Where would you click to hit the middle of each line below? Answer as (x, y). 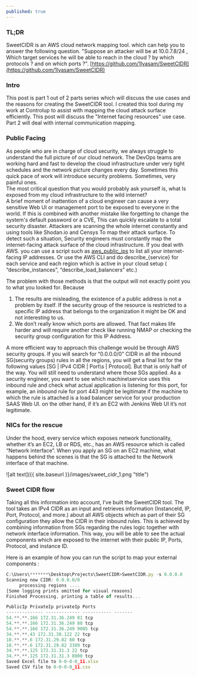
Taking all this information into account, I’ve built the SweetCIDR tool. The (95, 503)
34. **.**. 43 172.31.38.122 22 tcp (49, 634)
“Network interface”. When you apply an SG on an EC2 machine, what (91, 450)
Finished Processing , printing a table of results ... (74, 596)
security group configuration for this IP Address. (73, 336)
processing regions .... (50, 585)
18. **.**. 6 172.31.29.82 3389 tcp (49, 645)
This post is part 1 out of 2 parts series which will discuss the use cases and (98, 98)
